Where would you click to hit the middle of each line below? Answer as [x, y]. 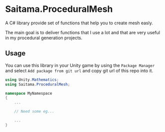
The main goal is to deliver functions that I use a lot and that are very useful [83, 32]
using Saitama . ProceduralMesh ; [38, 84]
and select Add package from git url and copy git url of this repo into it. [79, 70]
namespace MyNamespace [29, 93]
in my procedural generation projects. [44, 38]
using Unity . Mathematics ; [32, 80]
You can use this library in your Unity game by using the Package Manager [80, 65]
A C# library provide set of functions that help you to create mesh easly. [79, 23]
